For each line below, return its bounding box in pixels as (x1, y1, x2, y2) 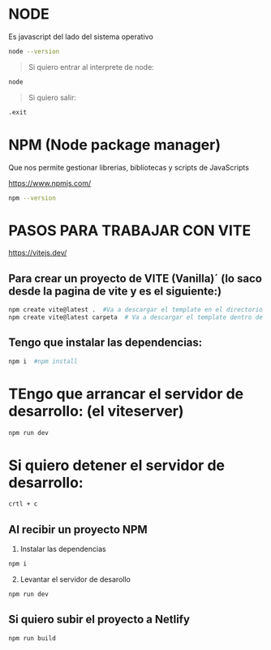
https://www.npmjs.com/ (8, 178, 92, 187)
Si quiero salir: (28, 93, 77, 102)
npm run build (8, 634, 57, 642)
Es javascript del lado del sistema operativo (8, 32, 154, 41)
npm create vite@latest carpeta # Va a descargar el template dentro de (8, 313, 264, 321)
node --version (8, 47, 60, 55)
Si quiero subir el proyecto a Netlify (8, 613, 191, 626)
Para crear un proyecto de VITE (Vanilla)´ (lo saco (8, 271, 262, 285)
